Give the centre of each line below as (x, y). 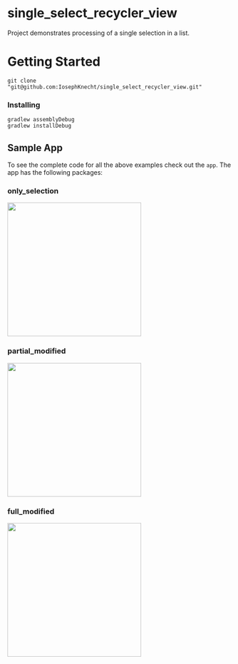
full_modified (31, 511)
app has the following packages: (55, 172)
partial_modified (37, 351)
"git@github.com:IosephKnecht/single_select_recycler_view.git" (105, 87)
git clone (22, 81)
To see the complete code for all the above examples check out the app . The (119, 165)
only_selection (33, 190)
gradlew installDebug (40, 126)
